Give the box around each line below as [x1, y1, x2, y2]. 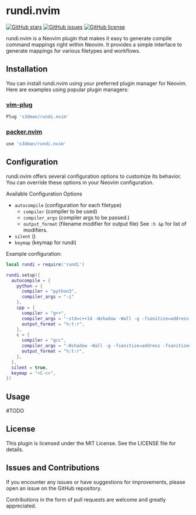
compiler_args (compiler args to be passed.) [23, 214, 130, 221]
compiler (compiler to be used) [23, 208, 98, 215]
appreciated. [6, 502, 37, 509]
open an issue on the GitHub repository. [6, 485, 102, 492]
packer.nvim [6, 128, 43, 136]
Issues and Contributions [6, 463, 100, 473]
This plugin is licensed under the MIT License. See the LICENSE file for [6, 440, 176, 447]
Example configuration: [6, 250, 62, 257]
